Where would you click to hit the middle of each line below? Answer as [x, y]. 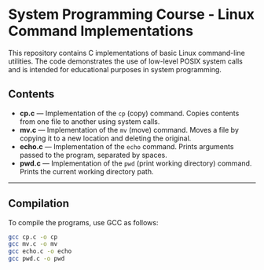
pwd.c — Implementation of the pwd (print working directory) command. [136, 163]
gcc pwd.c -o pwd [37, 259]
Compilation [38, 204]
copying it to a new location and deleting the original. [105, 138]
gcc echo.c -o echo [40, 252]
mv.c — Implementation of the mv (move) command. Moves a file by [129, 130]
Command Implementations [101, 31]
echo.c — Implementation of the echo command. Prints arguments [126, 146]
